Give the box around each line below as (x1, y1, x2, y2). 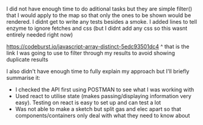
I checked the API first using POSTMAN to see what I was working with (15, 86, 194, 93)
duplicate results (6, 56, 49, 63)
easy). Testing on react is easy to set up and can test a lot (15, 99, 161, 106)
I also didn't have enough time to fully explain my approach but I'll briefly (6, 68, 190, 75)
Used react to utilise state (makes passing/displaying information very (15, 93, 191, 99)
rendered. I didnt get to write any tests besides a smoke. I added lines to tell (6, 18, 197, 25)
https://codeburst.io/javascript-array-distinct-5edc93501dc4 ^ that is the (6, 43, 190, 50)
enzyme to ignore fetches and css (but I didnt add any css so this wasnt (6, 24, 188, 32)
